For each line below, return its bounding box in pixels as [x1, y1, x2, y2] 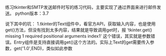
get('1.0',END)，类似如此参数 [13, 46, 73, 51]
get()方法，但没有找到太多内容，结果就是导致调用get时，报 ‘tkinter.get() [5, 27, 153, 33]
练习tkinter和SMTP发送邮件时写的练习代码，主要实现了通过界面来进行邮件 [5, 4, 157, 10]
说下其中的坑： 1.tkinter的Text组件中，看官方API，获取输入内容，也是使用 [5, 21, 156, 27]
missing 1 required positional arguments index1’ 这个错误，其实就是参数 [5, 33, 151, 39]
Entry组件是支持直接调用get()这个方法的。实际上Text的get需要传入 [13, 39, 150, 45]
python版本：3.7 [14, 10, 49, 16]
